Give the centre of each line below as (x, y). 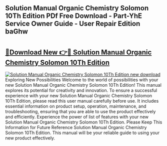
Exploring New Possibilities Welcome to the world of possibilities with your (82, 80)
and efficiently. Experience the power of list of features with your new (77, 117)
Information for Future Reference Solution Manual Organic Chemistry (76, 127)
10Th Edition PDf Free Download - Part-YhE (74, 16)
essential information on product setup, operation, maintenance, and (76, 106)
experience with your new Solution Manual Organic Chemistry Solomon (79, 96)
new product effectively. (30, 138)
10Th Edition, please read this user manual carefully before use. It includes (82, 101)
